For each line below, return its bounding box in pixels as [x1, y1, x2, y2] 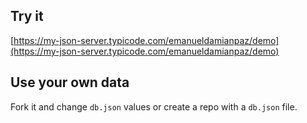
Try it [10, 8, 44, 25]
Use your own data [10, 74, 130, 91]
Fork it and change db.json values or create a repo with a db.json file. [10, 100, 298, 113]
